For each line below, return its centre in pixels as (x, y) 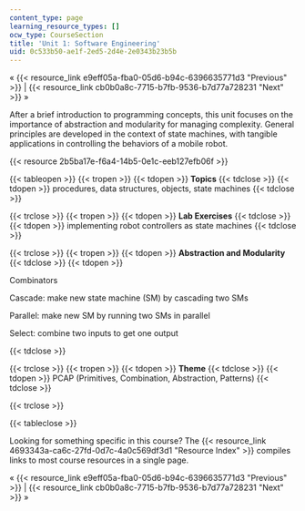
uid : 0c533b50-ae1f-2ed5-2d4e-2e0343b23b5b (93, 52)
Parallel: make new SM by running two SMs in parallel (110, 316)
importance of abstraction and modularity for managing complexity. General (152, 125)
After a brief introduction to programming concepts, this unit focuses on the (152, 115)
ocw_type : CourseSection (56, 35)
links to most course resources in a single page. (99, 460)
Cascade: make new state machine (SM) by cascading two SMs (129, 298)
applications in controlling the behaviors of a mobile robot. (119, 144)
